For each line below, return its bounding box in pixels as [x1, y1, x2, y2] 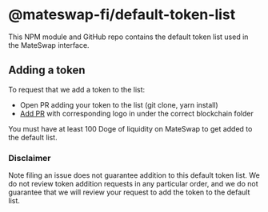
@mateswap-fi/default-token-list [8, 6, 236, 24]
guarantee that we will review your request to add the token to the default [8, 187, 250, 197]
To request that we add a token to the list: [8, 84, 146, 94]
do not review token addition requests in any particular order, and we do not [8, 179, 258, 189]
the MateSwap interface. [8, 40, 90, 49]
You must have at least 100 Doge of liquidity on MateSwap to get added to [8, 124, 253, 133]
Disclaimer [8, 152, 51, 163]
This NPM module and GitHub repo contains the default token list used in [8, 32, 249, 41]
